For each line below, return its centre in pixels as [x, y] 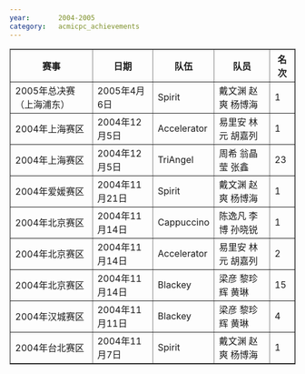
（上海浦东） [43, 104]
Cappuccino [184, 222]
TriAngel [176, 159]
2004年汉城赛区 [49, 317]
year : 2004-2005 [52, 18]
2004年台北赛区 [49, 348]
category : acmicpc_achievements [75, 26]
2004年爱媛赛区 [49, 191]
